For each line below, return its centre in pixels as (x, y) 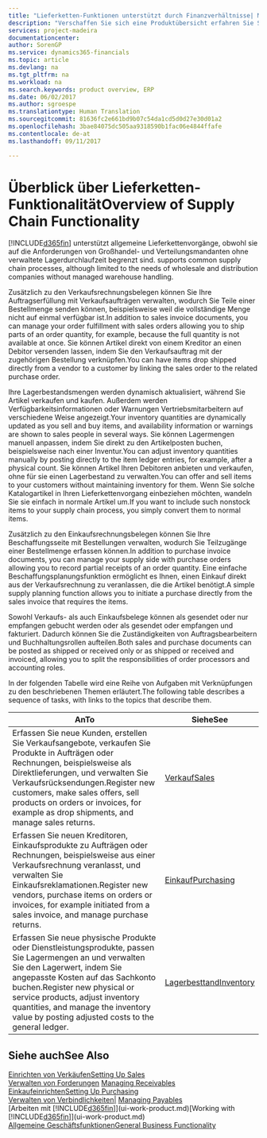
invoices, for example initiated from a (81, 905)
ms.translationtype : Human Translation (74, 112)
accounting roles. (37, 668)
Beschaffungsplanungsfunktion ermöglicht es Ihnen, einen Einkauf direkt (128, 576)
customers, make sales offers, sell (75, 793)
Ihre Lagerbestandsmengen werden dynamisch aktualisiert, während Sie (127, 392)
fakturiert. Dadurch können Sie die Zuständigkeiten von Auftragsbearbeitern (133, 634)
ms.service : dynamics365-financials (69, 52)
